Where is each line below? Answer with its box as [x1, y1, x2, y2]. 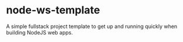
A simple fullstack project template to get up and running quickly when [6, 23, 178, 30]
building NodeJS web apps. [6, 29, 74, 36]
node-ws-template [6, 3, 100, 17]
